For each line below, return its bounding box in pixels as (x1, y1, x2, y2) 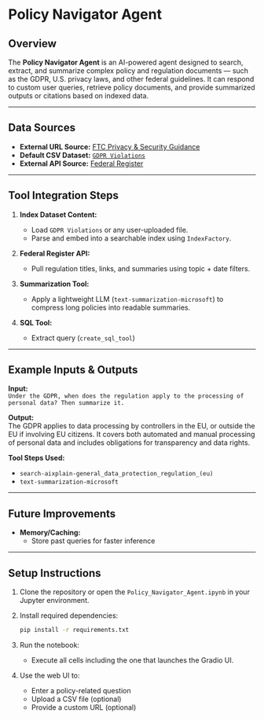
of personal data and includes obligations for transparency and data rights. (8, 438, 251, 447)
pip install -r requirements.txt (19, 626, 130, 634)
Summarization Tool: (19, 279, 90, 288)
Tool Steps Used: (8, 454, 65, 463)
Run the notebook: (19, 640, 80, 649)
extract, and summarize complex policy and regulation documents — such (8, 66, 249, 75)
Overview (8, 37, 57, 50)
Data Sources (8, 121, 76, 134)
